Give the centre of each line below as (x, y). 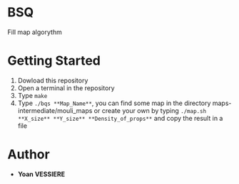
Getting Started (54, 61)
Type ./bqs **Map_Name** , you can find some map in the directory (114, 103)
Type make (32, 95)
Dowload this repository (53, 80)
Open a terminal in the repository (66, 88)
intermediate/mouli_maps (55, 110)
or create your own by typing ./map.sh (150, 110)
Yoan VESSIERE (41, 174)
